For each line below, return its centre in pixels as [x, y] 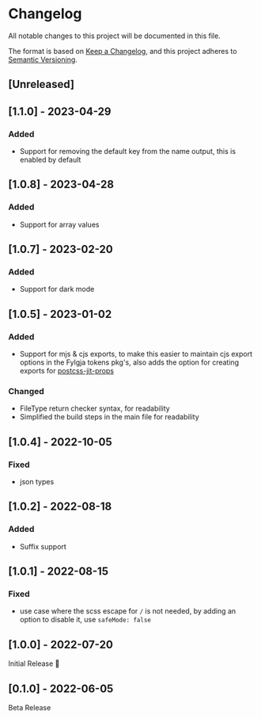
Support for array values [59, 224]
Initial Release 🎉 [34, 664]
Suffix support [43, 546]
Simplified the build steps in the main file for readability [109, 417]
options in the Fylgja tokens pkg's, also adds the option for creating [129, 362]
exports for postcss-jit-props [67, 371]
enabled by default [50, 160]
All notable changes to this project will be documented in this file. [115, 36]
